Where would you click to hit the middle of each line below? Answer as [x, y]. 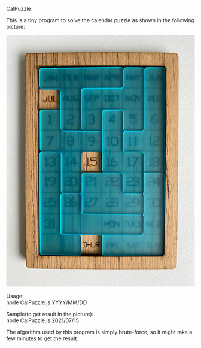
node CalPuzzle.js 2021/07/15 [42, 320]
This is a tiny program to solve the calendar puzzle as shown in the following [100, 20]
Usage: [15, 296]
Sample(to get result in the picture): [50, 314]
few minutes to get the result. [42, 338]
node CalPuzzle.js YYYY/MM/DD [47, 302]
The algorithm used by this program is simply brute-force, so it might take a [99, 332]
